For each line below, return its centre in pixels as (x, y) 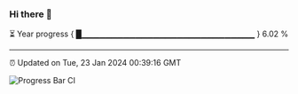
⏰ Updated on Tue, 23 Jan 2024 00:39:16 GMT (95, 63)
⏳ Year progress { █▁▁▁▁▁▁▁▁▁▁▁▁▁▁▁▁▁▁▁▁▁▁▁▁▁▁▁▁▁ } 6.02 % (149, 34)
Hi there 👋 (31, 14)
